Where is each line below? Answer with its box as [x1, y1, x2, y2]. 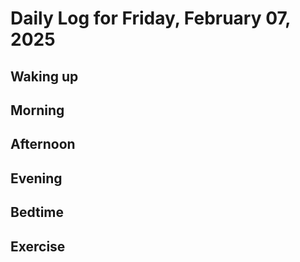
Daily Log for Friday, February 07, [10, 7, 291, 30]
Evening [10, 170, 63, 187]
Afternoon [10, 136, 76, 153]
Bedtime [10, 204, 65, 221]
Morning [10, 102, 65, 119]
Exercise [10, 238, 66, 255]
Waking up [10, 68, 79, 85]
